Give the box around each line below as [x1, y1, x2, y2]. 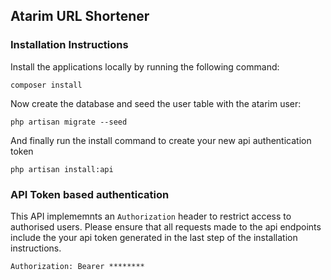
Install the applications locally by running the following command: [10, 60, 280, 73]
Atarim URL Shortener [10, 8, 150, 25]
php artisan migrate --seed [10, 117, 128, 127]
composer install [10, 80, 83, 90]
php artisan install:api [10, 164, 114, 174]
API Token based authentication [10, 187, 170, 201]
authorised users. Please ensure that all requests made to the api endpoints [10, 220, 322, 233]
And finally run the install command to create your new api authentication [10, 134, 312, 146]
